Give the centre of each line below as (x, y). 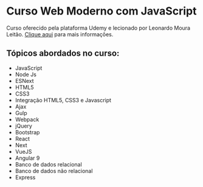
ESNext (25, 80)
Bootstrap (27, 132)
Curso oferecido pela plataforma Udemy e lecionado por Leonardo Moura (98, 28)
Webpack (27, 119)
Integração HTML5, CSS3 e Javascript (63, 100)
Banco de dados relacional (48, 164)
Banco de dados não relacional (54, 171)
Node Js (26, 74)
